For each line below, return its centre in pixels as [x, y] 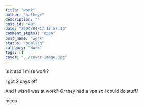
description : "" [22, 19]
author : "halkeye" [25, 15]
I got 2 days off [21, 81]
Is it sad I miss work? [27, 71]
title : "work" [20, 10]
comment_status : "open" [31, 33]
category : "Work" [24, 48]
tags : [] [15, 52]
